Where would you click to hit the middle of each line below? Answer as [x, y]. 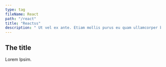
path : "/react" [21, 19]
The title [18, 48]
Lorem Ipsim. [19, 59]
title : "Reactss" [23, 23]
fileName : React [22, 14]
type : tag [15, 10]
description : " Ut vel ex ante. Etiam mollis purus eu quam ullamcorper [82, 28]
